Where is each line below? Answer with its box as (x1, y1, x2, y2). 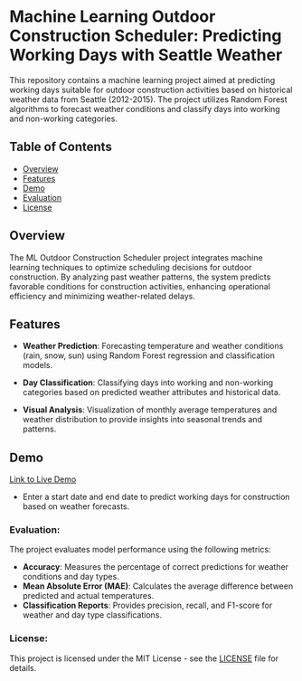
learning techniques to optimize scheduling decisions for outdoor (9, 261, 252, 272)
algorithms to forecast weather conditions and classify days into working (9, 103, 280, 114)
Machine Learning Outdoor (9, 6, 216, 27)
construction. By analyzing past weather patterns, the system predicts (9, 271, 271, 282)
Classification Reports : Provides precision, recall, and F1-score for (22, 600, 273, 611)
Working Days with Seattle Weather (9, 45, 283, 65)
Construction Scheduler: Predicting (9, 25, 282, 46)
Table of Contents (9, 139, 113, 155)
